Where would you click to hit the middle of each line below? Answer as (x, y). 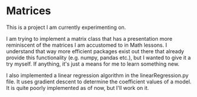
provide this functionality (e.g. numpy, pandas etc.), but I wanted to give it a (99, 57)
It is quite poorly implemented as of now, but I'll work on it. (78, 88)
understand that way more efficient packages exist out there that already (95, 51)
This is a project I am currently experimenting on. (66, 27)
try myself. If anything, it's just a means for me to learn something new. (93, 64)
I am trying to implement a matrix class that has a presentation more (89, 38)
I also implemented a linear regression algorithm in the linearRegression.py (97, 75)
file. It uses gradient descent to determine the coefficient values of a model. (99, 82)
